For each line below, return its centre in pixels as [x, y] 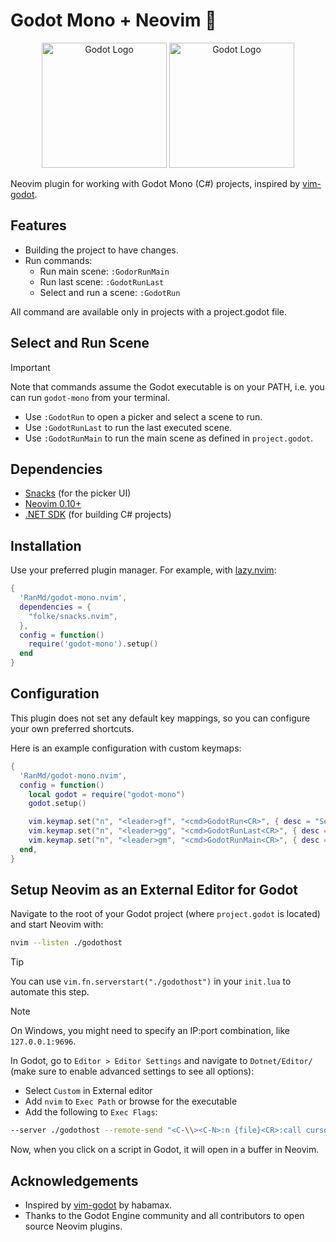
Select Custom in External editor [88, 1091]
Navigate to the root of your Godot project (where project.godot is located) [165, 914]
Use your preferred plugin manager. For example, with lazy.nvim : [143, 570]
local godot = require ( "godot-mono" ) [107, 794]
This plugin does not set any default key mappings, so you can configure [160, 718]
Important [30, 367]
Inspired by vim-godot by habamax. [98, 1205]
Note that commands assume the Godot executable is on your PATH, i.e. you [167, 386]
